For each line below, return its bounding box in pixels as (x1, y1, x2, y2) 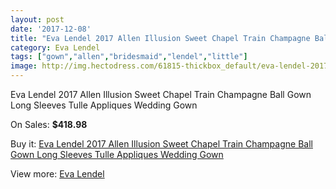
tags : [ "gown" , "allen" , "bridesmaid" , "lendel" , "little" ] (10, 52, 248, 62)
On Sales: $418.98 (10, 119, 88, 130)
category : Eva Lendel (10, 42, 101, 53)
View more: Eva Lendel (10, 168, 105, 180)
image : (10, 61, 38, 71)
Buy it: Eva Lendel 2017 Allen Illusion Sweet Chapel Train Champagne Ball (10, 138, 313, 150)
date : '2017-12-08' (10, 24, 92, 34)
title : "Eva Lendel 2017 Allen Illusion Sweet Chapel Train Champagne (10, 33, 311, 43)
